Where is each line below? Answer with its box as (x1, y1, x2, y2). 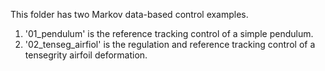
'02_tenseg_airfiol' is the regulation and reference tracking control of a (24, 39, 316, 50)
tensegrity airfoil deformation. (24, 49, 148, 61)
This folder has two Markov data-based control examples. (10, 9, 249, 20)
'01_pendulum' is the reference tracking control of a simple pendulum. (24, 28, 314, 39)
